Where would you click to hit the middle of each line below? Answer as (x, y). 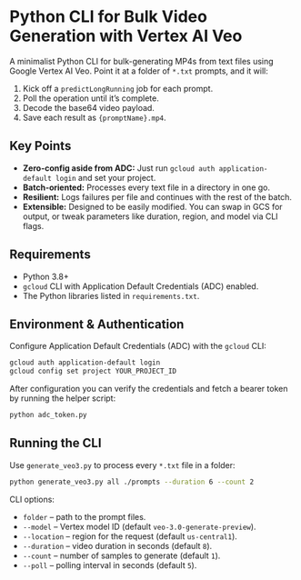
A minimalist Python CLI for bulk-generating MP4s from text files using (142, 61)
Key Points (40, 146)
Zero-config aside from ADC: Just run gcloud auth (119, 168)
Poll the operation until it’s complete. (90, 98)
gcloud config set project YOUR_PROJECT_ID (93, 371)
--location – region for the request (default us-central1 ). (130, 536)
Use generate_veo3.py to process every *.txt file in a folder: (122, 465)
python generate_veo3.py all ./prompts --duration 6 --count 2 (132, 482)
